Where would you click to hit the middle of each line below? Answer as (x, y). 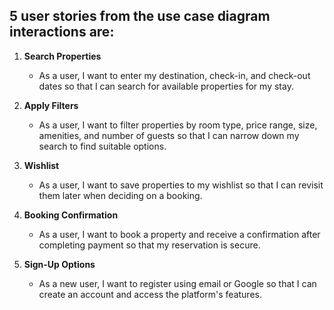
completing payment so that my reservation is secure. (149, 245)
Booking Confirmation (71, 215)
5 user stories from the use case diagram (140, 16)
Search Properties (62, 56)
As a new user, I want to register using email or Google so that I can (177, 283)
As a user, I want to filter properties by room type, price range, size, (178, 125)
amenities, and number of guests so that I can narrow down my (169, 135)
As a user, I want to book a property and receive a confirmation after (179, 234)
